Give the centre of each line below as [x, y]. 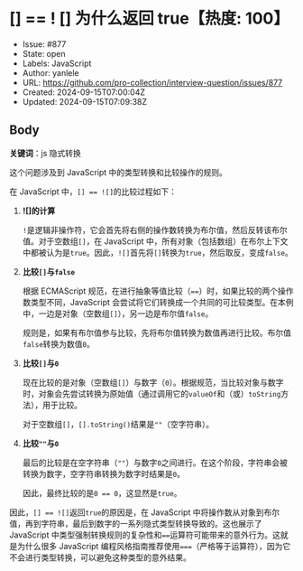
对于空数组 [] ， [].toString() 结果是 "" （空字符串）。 [118, 424]
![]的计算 [39, 211]
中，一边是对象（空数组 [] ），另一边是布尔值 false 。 [118, 314]
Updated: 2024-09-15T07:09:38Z [84, 101]
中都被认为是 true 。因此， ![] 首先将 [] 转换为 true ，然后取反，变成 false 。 [157, 252]
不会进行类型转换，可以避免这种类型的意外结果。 [100, 557]
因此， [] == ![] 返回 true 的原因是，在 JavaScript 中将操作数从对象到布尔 [145, 512]
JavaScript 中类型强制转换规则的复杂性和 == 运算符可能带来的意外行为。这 [145, 535]
